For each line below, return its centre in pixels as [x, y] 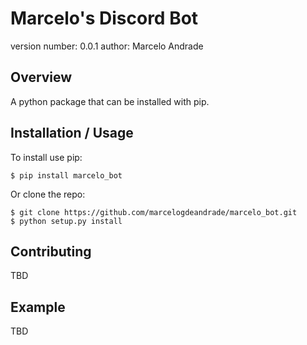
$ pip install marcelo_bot [66, 175]
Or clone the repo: [48, 194]
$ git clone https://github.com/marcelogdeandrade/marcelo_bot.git [154, 212]
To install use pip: [46, 157]
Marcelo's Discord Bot [104, 18]
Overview [41, 77]
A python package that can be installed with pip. [110, 101]
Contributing [51, 251]
